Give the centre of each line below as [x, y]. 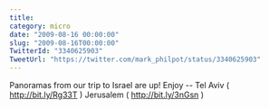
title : [22, 18]
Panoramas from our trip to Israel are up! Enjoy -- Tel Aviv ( [120, 85]
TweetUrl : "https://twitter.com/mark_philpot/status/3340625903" [135, 59]
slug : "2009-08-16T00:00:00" [64, 43]
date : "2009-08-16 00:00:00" [64, 34]
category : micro [40, 26]
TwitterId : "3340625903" [56, 51]
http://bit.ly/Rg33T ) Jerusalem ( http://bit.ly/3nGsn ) [107, 95]
